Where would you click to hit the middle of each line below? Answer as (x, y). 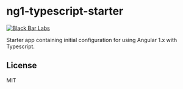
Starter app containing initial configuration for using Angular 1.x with (92, 40)
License (22, 66)
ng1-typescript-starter (65, 11)
